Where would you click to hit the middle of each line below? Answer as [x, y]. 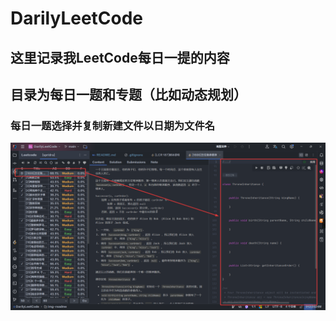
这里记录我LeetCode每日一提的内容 [120, 57]
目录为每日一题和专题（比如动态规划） [128, 94]
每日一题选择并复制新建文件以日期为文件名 [113, 125]
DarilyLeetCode [77, 18]
